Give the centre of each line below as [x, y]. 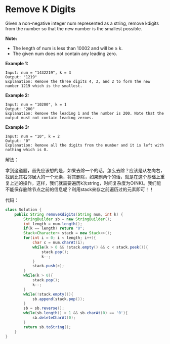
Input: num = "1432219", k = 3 [38, 72]
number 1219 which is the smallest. [44, 86]
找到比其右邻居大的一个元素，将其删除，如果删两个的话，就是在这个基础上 [83, 177]
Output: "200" [20, 109]
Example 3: [17, 127]
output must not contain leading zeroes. [50, 118]
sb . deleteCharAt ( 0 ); [54, 318]
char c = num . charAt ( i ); [58, 243]
